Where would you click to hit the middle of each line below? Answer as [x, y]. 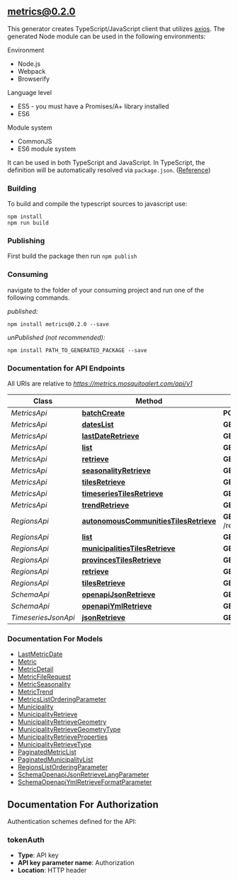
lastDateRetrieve [110, 436]
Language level [29, 92]
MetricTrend [35, 692]
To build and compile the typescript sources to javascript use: [97, 204]
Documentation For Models [55, 638]
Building [22, 188]
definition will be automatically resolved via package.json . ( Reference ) [109, 170]
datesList [98, 424]
